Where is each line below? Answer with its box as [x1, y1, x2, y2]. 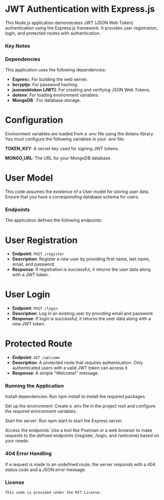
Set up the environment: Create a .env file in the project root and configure [5, 403, 156, 409]
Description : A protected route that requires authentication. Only [12, 360, 143, 366]
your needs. [5, 438, 29, 444]
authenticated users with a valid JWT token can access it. [12, 365, 129, 371]
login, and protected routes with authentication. [5, 30, 101, 36]
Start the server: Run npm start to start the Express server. [5, 418, 123, 424]
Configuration [5, 115, 64, 126]
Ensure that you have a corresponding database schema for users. [5, 194, 140, 200]
